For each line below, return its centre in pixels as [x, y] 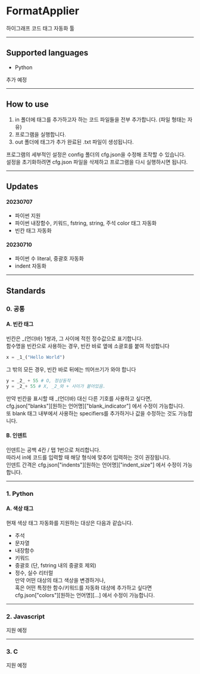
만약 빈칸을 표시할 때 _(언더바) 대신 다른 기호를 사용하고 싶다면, [79, 398]
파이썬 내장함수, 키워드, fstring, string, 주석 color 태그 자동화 [85, 223]
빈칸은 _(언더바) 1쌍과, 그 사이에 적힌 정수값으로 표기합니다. [75, 338]
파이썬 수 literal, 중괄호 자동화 [49, 259]
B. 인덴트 [17, 436]
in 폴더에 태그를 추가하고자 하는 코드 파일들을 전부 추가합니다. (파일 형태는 [100, 119]
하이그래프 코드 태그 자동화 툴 [40, 28]
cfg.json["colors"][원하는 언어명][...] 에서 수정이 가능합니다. [85, 595]
